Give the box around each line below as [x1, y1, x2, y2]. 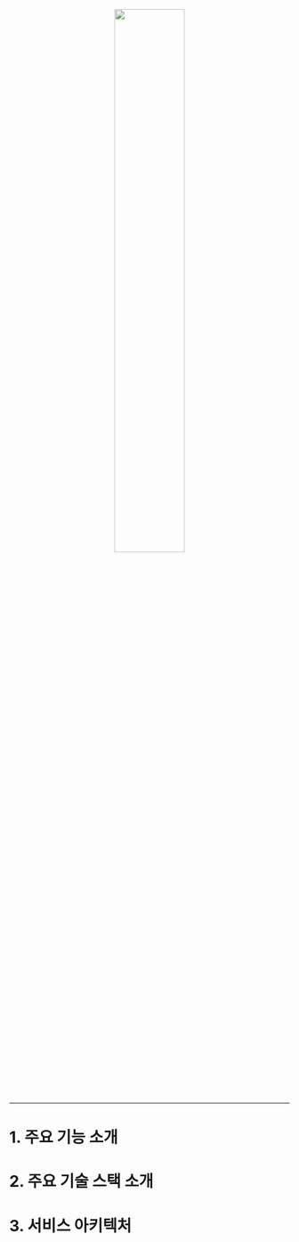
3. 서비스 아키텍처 [9, 1215, 132, 1236]
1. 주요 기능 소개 [9, 1127, 118, 1148]
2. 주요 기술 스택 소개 [9, 1172, 154, 1192]
